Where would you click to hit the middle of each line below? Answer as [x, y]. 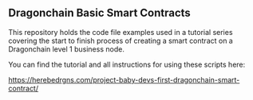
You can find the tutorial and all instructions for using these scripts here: [127, 64]
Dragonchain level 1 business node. [67, 49]
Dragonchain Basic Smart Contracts [100, 13]
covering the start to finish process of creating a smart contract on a [121, 40]
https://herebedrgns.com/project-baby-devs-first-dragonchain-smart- [124, 79]
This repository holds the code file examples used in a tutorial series [121, 32]
